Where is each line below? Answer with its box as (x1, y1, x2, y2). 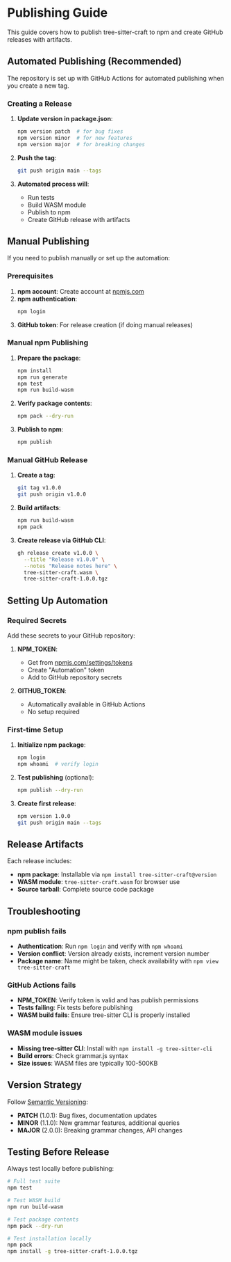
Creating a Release (7, 99, 72, 109)
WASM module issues (7, 1028, 83, 1038)
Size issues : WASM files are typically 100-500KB (17, 1059, 158, 1067)
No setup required (27, 707, 80, 716)
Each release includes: (7, 857, 72, 865)
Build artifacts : (17, 503, 61, 512)
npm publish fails (7, 926, 67, 936)
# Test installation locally (7, 1235, 92, 1242)
